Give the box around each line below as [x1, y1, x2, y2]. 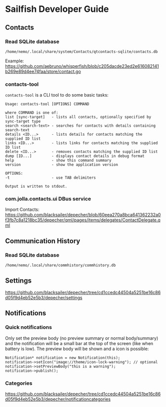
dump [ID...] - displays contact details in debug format [5, 153, 145, 159]
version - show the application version [5, 162, 119, 167]
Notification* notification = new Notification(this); [5, 355, 121, 360]
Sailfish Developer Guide [5, 3, 109, 15]
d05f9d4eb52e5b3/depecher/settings [5, 295, 83, 301]
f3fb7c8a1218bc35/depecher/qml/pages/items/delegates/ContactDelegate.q [5, 217, 161, 223]
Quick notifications [5, 324, 52, 331]
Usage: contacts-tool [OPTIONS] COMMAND [5, 102, 90, 107]
